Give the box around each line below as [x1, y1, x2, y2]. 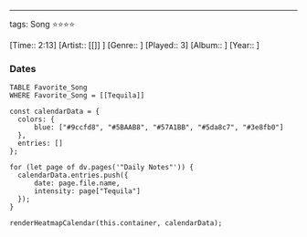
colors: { [17, 115, 55, 124]
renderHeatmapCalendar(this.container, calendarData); [9, 219, 223, 228]
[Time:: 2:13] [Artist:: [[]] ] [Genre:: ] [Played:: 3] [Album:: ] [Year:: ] [9, 40, 260, 50]
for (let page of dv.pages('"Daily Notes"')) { [9, 163, 195, 172]
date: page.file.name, [33, 179, 121, 188]
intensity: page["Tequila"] [33, 187, 142, 196]
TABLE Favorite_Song [9, 83, 89, 92]
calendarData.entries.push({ [17, 170, 129, 180]
